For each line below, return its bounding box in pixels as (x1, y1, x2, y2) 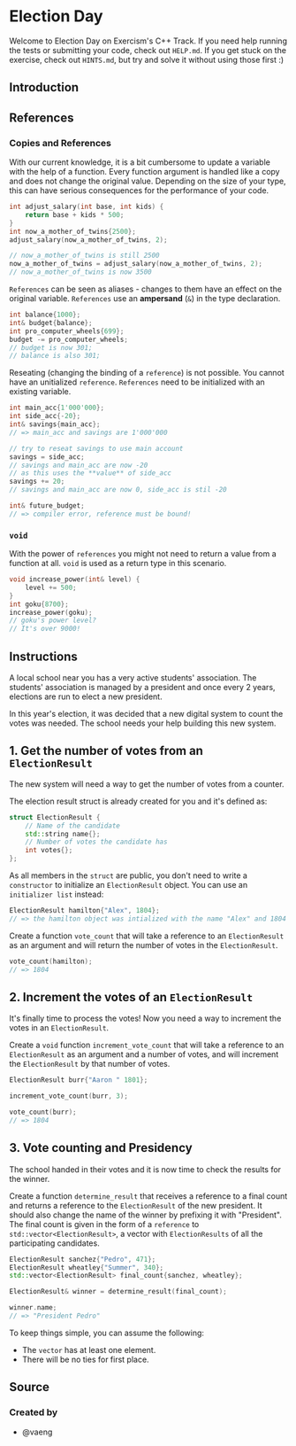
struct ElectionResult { (9, 812, 101, 821)
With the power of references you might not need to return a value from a (9, 548, 277, 559)
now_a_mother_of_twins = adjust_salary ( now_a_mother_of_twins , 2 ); (9, 260, 263, 268)
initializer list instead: (9, 889, 104, 900)
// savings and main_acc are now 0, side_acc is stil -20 (9, 486, 227, 494)
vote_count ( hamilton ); (9, 957, 93, 966)
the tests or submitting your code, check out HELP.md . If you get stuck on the (9, 44, 287, 55)
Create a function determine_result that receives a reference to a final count (9, 1190, 288, 1201)
